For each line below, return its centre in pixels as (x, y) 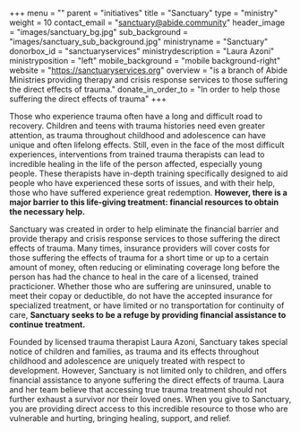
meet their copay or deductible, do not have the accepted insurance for (141, 296)
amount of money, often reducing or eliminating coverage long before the (145, 267)
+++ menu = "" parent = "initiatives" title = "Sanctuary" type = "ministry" (144, 13)
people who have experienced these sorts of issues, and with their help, (142, 183)
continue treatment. (47, 324)
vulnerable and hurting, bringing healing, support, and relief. (120, 418)
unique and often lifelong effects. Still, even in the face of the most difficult (147, 145)
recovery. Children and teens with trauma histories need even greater (137, 126)
